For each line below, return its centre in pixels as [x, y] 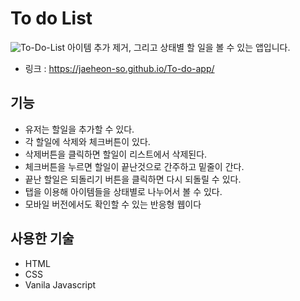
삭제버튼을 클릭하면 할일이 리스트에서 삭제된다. [116, 154]
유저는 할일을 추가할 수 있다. [79, 129]
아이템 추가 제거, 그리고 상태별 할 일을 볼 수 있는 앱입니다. [178, 47]
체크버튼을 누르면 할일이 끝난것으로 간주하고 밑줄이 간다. [134, 166]
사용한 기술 [42, 238]
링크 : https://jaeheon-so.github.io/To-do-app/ [119, 68]
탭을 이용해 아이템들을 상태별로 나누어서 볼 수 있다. [123, 191]
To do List [51, 18]
